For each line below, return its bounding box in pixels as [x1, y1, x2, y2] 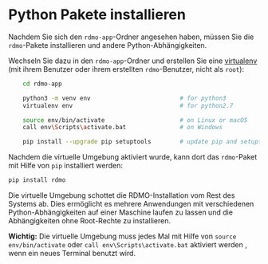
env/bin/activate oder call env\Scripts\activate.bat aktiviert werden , [8, 240, 247, 250]
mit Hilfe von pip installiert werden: [8, 161, 124, 171]
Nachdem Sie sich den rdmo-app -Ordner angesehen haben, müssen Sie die [8, 32, 254, 41]
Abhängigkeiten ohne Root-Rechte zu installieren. [8, 216, 171, 226]
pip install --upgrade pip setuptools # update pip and [22, 138, 238, 146]
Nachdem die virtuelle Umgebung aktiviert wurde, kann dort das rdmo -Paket [8, 152, 258, 162]
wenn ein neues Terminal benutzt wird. [8, 249, 136, 258]
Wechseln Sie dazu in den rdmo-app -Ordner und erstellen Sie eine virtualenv [8, 56, 258, 65]
